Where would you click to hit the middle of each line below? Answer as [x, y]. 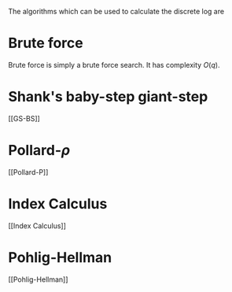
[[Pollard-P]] [28, 172]
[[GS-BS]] [24, 118]
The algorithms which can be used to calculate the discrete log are [116, 11]
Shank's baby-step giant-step [108, 97]
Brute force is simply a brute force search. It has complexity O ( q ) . [114, 65]
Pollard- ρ [39, 151]
